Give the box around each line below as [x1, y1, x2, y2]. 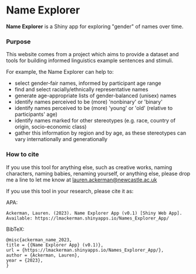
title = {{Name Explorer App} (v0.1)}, [6, 242, 104, 248]
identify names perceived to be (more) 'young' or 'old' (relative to [14, 105, 173, 112]
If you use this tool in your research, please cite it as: [6, 187, 134, 194]
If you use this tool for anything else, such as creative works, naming [6, 163, 173, 170]
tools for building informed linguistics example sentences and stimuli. [6, 57, 174, 64]
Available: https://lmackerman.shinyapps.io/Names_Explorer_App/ [6, 215, 169, 221]
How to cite [6, 150, 39, 159]
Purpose [6, 37, 31, 46]
